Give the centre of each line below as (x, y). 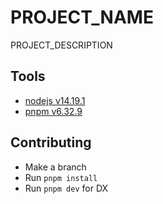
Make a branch (55, 167)
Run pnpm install (61, 177)
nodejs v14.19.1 (55, 100)
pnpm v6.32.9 (53, 111)
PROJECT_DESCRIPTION (61, 45)
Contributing (51, 142)
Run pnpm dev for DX (66, 188)
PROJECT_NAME (82, 17)
